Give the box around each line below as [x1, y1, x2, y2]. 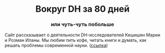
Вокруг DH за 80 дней [35, 3, 130, 15]
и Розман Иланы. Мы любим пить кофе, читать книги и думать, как [4, 37, 147, 43]
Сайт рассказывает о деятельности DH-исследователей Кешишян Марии [4, 32, 161, 38]
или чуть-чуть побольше [50, 21, 115, 28]
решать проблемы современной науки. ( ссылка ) [4, 43, 108, 49]
